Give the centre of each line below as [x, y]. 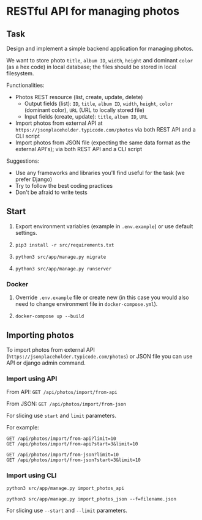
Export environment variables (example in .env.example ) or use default [104, 226]
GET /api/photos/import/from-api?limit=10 [61, 439]
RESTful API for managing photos [93, 11]
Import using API [32, 379]
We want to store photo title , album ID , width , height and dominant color [100, 60]
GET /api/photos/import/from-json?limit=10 [63, 455]
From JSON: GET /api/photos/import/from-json [66, 404]
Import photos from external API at [59, 123]
